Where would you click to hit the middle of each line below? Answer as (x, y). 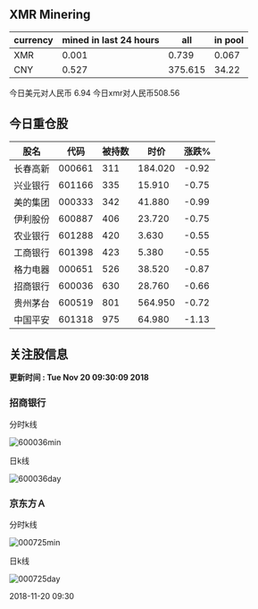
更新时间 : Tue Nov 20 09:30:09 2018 (79, 377)
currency (33, 39)
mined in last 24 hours (111, 39)
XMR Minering (50, 15)
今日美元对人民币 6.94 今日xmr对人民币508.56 (95, 92)
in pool (229, 39)
